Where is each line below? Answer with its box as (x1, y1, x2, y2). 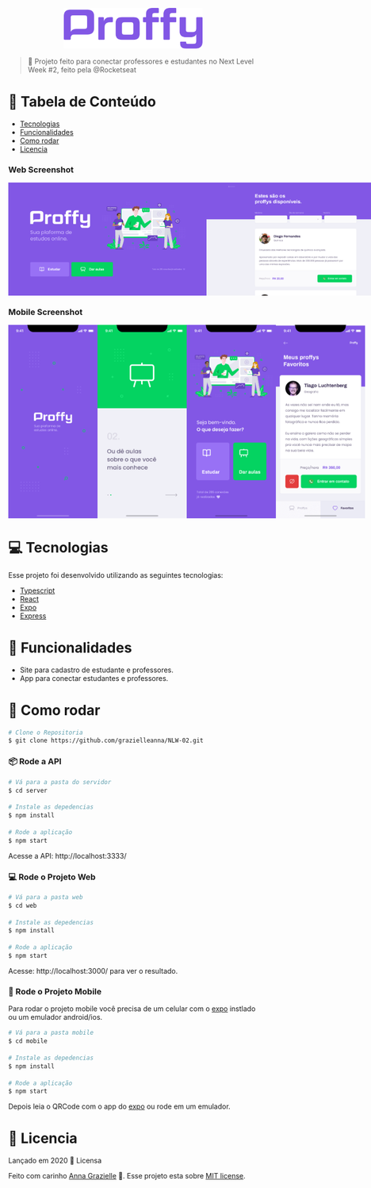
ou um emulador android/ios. (8, 1013, 103, 1022)
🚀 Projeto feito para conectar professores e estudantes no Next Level (27, 56, 254, 66)
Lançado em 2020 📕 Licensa (8, 1155, 102, 1166)
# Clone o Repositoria (8, 729, 83, 736)
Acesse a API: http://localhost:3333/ (8, 851, 127, 860)
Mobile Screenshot (8, 306, 83, 317)
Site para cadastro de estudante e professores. (19, 665, 174, 675)
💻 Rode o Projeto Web (8, 871, 97, 882)
